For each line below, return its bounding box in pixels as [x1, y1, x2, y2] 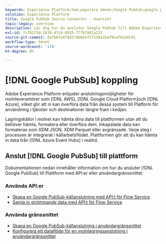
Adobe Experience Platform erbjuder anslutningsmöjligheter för [5, 91, 134, 97]
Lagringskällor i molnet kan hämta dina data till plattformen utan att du [5, 116, 148, 122]
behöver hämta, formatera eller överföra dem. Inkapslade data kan [5, 122, 140, 127]
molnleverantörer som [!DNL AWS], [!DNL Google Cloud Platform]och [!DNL [5, 96, 159, 102]
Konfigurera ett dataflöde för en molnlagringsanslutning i [12, 228, 128, 234]
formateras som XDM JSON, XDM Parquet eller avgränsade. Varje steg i [5, 127, 152, 133]
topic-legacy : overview [5, 21, 54, 26]
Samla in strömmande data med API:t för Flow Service [12, 199, 123, 205]
